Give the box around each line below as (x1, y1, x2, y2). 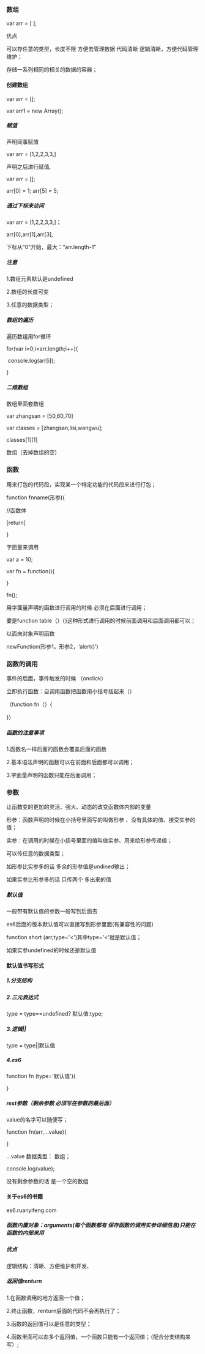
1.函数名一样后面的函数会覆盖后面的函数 (6, 745, 107, 753)
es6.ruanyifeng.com (6, 1207, 57, 1214)
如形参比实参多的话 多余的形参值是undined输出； (6, 863, 130, 870)
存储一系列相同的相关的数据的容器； (6, 66, 98, 73)
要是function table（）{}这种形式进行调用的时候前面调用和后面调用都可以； (6, 617, 196, 624)
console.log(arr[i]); (7, 357, 56, 365)
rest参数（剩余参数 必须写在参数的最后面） (6, 1099, 114, 1107)
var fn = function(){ (6, 567, 55, 575)
